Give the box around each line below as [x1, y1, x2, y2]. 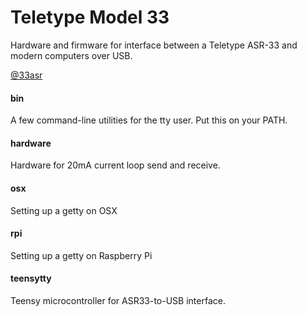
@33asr [10, 69, 43, 81]
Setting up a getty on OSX [10, 204, 118, 216]
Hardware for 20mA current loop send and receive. [10, 159, 221, 171]
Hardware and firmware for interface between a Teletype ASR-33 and [10, 39, 298, 51]
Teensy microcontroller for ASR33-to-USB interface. [10, 294, 226, 306]
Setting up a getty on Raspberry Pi [10, 249, 153, 261]
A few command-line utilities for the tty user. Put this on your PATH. [10, 114, 288, 126]
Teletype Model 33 [10, 6, 170, 29]
